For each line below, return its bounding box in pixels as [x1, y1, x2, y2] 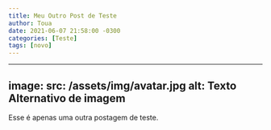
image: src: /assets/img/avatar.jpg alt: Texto [8, 79, 237, 92]
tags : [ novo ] [8, 42, 52, 50]
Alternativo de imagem [8, 91, 126, 105]
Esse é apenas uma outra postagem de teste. [8, 112, 159, 122]
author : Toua [8, 19, 52, 27]
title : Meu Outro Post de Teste [8, 11, 117, 20]
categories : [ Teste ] [8, 34, 78, 43]
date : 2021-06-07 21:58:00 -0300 [8, 26, 121, 35]
